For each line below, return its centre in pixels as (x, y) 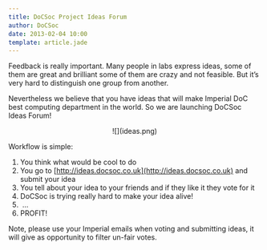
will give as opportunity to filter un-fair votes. (83, 237)
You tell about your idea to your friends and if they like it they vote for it (137, 187)
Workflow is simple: (41, 147)
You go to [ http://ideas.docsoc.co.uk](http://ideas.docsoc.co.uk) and (134, 171)
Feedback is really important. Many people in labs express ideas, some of (130, 66)
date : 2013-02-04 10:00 (48, 34)
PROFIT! (34, 213)
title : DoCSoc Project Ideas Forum (68, 17)
